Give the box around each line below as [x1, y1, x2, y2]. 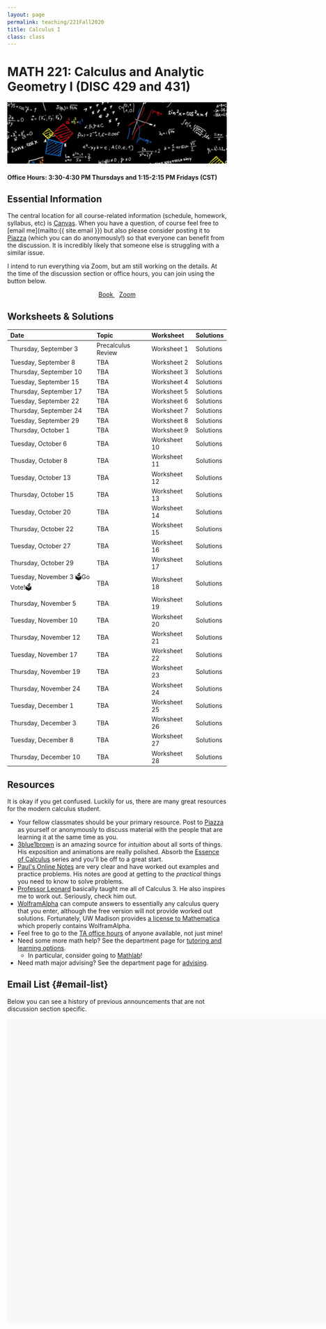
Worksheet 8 [151, 416, 189, 425]
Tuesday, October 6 [10, 439, 68, 448]
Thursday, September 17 [10, 387, 82, 395]
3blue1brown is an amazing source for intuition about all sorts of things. [17, 840, 223, 849]
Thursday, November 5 [10, 599, 77, 607]
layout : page [7, 11, 45, 18]
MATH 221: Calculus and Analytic [7, 64, 204, 80]
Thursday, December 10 [10, 753, 81, 762]
